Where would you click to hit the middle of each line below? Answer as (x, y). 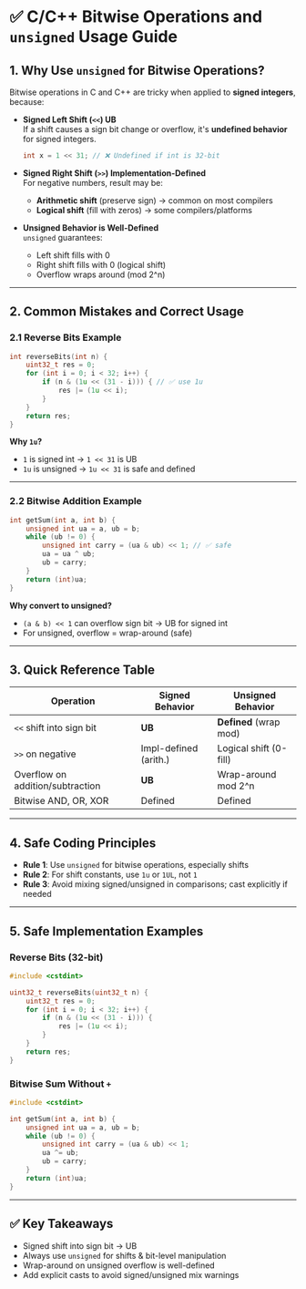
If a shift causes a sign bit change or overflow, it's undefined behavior (155, 129)
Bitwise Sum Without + (61, 1084)
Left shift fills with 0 (73, 255)
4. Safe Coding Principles (83, 843)
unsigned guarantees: (62, 237)
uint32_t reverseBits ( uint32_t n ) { (79, 992)
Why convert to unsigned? (61, 605)
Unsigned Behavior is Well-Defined (91, 227)
